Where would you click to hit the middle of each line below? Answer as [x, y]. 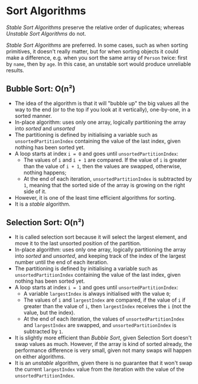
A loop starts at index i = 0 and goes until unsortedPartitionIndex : [96, 153]
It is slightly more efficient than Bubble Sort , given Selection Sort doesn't [103, 337]
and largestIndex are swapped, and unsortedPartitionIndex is [100, 325]
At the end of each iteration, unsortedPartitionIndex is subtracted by [108, 178]
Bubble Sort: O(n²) [41, 89]
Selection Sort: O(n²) [45, 223]
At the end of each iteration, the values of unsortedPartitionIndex [104, 319]
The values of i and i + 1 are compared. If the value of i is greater [105, 160]
